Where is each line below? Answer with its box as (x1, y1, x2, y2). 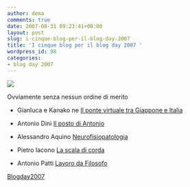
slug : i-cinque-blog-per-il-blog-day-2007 (7, 36, 130, 42)
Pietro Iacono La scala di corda (16, 145, 105, 154)
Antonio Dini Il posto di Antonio (16, 119, 105, 127)
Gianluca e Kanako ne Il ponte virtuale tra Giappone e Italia (16, 105, 183, 114)
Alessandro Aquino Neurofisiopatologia (16, 132, 128, 140)
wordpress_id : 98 (7, 49, 57, 55)
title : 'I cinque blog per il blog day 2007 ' (7, 42, 143, 49)
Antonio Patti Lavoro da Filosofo (16, 159, 108, 167)
